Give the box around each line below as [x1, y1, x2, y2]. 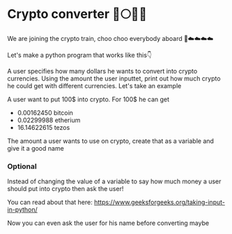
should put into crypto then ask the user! [7, 185, 124, 193]
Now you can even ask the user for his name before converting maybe [7, 219, 210, 227]
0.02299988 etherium [17, 116, 81, 124]
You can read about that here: [7, 198, 93, 206]
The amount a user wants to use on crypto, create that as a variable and [7, 137, 215, 145]
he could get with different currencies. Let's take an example [7, 81, 182, 90]
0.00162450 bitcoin [17, 108, 73, 117]
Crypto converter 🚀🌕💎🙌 [7, 6, 148, 22]
